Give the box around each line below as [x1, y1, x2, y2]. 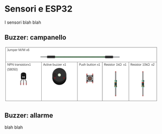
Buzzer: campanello [4, 33, 66, 42]
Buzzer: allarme [4, 111, 53, 119]
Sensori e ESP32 [4, 3, 73, 15]
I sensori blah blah [4, 19, 42, 25]
